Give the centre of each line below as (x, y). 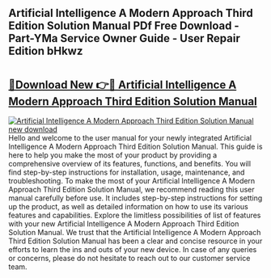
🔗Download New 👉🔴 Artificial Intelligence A (123, 84)
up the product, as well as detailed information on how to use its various (128, 206)
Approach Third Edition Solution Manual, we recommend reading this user (131, 190)
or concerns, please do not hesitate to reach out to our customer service (129, 258)
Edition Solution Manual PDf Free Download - (124, 26)
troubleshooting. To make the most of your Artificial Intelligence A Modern (132, 181)
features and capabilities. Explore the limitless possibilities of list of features (135, 215)
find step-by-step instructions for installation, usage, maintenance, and (127, 172)
